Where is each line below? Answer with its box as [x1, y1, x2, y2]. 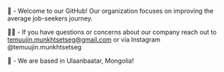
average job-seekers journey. [7, 14, 93, 23]
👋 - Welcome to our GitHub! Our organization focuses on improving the [7, 7, 214, 15]
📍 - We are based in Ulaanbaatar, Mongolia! [7, 56, 134, 65]
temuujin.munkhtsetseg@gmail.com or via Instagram [7, 35, 161, 44]
